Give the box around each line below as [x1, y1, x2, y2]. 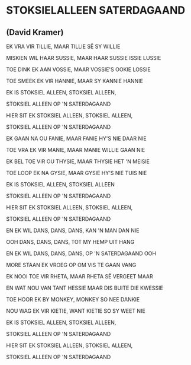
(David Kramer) [6, 27, 64, 37]
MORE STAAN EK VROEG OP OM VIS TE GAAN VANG [6, 262, 137, 268]
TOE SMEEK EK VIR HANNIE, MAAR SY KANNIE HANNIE [6, 78, 144, 84]
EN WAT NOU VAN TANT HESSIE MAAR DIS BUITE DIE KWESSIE [6, 284, 164, 291]
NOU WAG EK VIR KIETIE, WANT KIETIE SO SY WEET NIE [6, 307, 146, 315]
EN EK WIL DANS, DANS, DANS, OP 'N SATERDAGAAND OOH [6, 250, 157, 257]
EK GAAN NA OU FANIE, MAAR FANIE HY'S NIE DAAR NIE [6, 135, 147, 142]
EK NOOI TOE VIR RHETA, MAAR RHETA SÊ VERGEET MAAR [6, 273, 154, 280]
